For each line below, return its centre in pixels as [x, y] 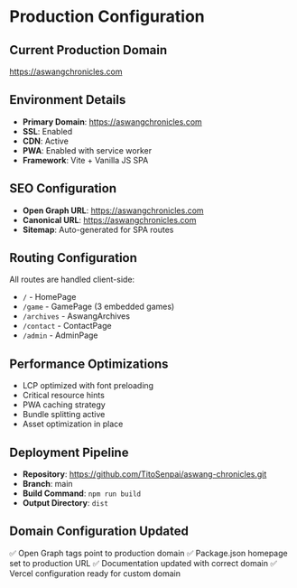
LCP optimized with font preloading [88, 386]
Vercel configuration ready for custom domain [95, 573]
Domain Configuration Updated [99, 532]
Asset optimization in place [73, 424]
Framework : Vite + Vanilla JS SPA [85, 160]
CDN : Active [46, 141]
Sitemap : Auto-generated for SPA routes [98, 229]
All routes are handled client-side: [72, 280]
